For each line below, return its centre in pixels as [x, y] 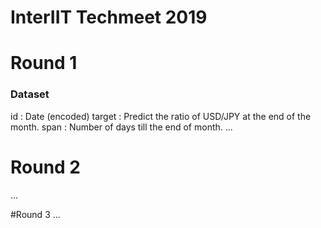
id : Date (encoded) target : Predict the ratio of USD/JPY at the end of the [161, 116]
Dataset [30, 94]
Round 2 [45, 167]
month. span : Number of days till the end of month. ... [121, 127]
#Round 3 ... [35, 214]
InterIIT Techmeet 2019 [109, 17]
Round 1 [44, 63]
